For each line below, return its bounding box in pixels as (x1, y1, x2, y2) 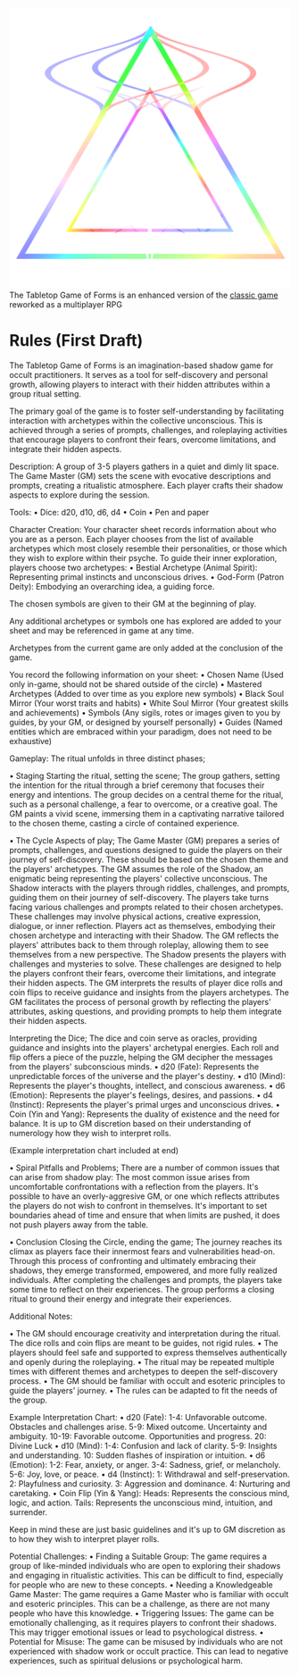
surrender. (9, 1506, 47, 1517)
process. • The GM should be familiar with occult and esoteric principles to (9, 1375, 286, 1386)
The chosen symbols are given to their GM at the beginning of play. (9, 598, 257, 609)
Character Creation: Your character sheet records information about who (9, 523, 277, 534)
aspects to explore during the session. (9, 490, 150, 500)
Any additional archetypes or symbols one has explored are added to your (9, 616, 282, 626)
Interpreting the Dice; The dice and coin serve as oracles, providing (9, 1033, 257, 1043)
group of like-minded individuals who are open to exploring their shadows (9, 1560, 281, 1570)
